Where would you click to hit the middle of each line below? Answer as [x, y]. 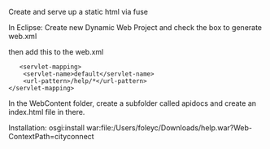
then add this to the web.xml [56, 52]
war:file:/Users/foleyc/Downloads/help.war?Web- [170, 128]
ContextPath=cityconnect [52, 136]
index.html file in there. [47, 112]
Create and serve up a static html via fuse [78, 12]
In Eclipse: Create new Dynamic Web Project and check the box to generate [135, 27]
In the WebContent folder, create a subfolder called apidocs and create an [133, 103]
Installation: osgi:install [47, 128]
